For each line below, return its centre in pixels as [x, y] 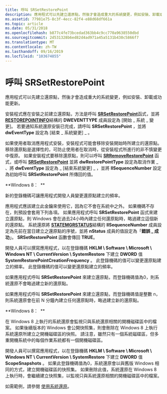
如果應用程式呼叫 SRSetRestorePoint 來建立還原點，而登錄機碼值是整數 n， [83, 294]
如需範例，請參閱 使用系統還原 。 [39, 387]
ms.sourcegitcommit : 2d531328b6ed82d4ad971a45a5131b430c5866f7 [72, 38]
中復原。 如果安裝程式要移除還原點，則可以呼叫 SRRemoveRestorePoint [79, 156]
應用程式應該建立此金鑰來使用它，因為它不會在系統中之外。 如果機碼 [75, 206]
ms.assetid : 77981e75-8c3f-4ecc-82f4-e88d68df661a [59, 19]
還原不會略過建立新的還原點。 [40, 284]
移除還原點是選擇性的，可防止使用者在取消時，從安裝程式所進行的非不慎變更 [83, 150]
